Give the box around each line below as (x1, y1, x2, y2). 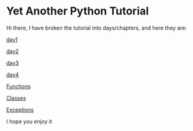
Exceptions (6, 106, 34, 113)
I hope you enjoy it (6, 118, 52, 125)
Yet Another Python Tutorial (6, 4, 149, 18)
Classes (6, 94, 26, 101)
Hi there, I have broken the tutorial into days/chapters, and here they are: (6, 24, 187, 31)
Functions (6, 83, 31, 90)
